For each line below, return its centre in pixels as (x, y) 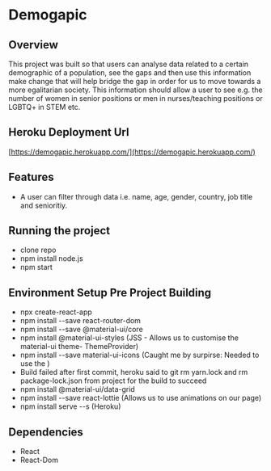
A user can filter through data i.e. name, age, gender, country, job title (136, 196)
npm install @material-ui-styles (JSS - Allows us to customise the (129, 338)
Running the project (59, 231)
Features (31, 177)
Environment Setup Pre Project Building (110, 292)
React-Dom (39, 460)
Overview (34, 45)
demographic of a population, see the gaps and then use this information (130, 73)
